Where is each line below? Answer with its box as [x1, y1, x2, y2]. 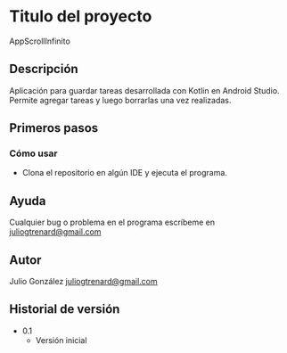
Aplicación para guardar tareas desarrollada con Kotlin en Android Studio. [9, 85, 280, 95]
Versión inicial [35, 334, 87, 345]
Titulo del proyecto [9, 6, 152, 27]
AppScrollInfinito [9, 36, 71, 46]
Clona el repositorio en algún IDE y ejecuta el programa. [21, 168, 227, 178]
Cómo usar [9, 147, 58, 160]
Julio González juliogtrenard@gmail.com [9, 276, 158, 287]
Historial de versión [9, 301, 120, 317]
